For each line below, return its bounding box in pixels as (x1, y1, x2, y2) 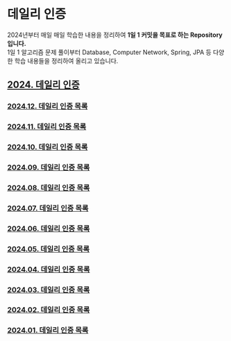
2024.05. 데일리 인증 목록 (7, 244, 90, 253)
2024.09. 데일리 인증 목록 (7, 163, 90, 172)
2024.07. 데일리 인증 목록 (7, 203, 89, 213)
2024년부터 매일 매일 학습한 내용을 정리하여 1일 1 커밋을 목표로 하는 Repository (7, 31, 223, 39)
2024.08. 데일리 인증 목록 (7, 183, 90, 192)
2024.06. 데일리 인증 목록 (7, 224, 90, 233)
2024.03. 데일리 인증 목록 (7, 285, 90, 294)
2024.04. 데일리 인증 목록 (7, 265, 90, 274)
